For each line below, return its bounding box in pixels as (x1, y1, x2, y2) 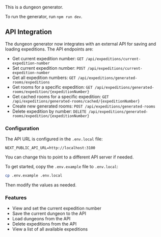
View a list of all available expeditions (12, 226, 88, 232)
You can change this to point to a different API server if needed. (5, 154, 134, 160)
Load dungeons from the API (12, 216, 71, 222)
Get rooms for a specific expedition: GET (12, 84, 93, 90)
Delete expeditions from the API (12, 221, 77, 227)
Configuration (5, 125, 39, 132)
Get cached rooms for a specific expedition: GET (12, 93, 109, 100)
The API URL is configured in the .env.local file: (5, 136, 103, 142)
